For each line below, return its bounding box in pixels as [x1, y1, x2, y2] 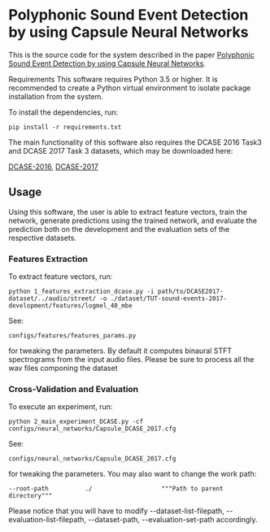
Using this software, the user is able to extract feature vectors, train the [8, 207, 248, 216]
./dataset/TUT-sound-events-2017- [110, 294, 228, 303]
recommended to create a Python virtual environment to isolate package [8, 83, 251, 93]
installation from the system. [8, 91, 104, 101]
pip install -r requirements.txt [8, 123, 122, 131]
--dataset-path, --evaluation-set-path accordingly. [88, 515, 258, 525]
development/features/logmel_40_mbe [8, 302, 133, 310]
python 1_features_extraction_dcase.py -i [8, 287, 155, 296]
